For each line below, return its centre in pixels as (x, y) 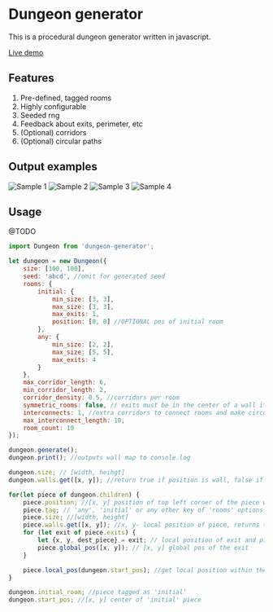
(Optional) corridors (53, 132)
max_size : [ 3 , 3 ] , (83, 306)
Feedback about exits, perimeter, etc (82, 124)
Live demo (26, 52)
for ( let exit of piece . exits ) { (80, 533)
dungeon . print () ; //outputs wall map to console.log (100, 458)
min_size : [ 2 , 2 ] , (83, 344)
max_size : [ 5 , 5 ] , (83, 352)
